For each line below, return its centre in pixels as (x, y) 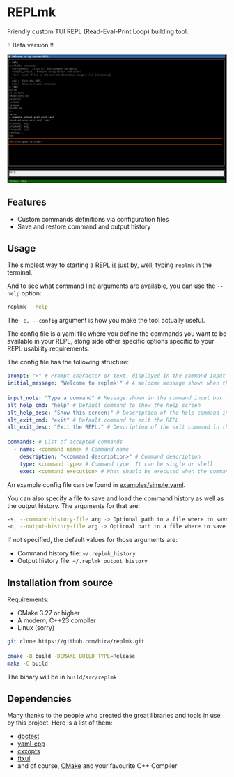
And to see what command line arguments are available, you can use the (111, 286)
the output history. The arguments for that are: (74, 505)
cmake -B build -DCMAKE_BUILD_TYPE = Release (71, 656)
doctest (28, 737)
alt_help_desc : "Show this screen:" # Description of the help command (113, 413)
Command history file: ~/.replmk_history (76, 553)
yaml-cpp (31, 744)
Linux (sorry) (36, 628)
